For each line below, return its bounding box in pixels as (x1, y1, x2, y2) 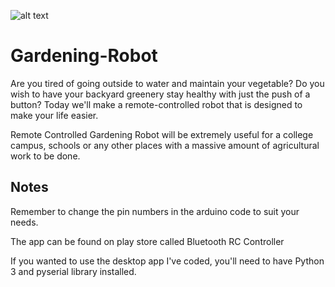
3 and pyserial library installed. (10, 265, 137, 277)
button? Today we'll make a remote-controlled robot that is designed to (10, 98, 303, 110)
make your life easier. (10, 109, 99, 121)
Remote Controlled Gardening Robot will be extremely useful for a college (10, 128, 314, 140)
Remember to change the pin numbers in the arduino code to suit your (10, 205, 300, 217)
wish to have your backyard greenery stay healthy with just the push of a (10, 88, 311, 100)
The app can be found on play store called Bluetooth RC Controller (10, 235, 285, 247)
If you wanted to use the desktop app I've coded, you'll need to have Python (10, 255, 325, 267)
